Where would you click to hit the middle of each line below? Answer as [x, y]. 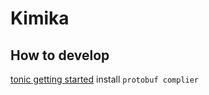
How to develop [60, 55]
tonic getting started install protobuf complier [105, 79]
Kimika [40, 18]
